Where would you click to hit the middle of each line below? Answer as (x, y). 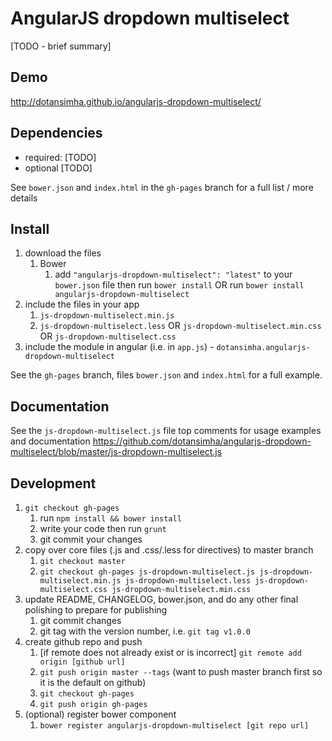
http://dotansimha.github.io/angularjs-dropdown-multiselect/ (136, 101)
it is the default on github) (93, 682)
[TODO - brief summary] (61, 46)
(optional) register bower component (100, 714)
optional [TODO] (58, 168)
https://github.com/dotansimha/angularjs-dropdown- (202, 441)
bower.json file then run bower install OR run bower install (179, 285)
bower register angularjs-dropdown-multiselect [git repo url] (174, 726)
